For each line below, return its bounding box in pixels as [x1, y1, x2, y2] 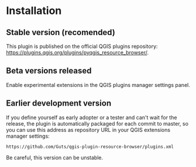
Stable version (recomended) [6, 27, 115, 37]
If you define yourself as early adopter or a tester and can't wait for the [6, 114, 177, 121]
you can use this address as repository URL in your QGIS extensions [6, 126, 171, 133]
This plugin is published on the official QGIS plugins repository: [6, 43, 158, 50]
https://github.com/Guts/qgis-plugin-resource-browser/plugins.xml [6, 144, 174, 149]
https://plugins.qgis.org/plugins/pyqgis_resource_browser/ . [6, 49, 149, 56]
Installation [6, 4, 62, 18]
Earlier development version [6, 98, 112, 109]
